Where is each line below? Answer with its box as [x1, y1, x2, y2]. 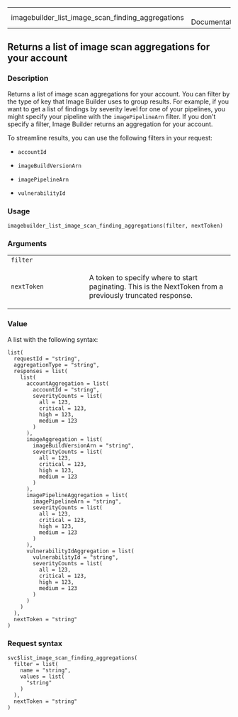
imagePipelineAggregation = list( [25, 491, 129, 499]
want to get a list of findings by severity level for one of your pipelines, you [7, 104, 225, 113]
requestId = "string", [13, 355, 81, 362]
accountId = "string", [33, 386, 100, 393]
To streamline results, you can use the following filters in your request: [7, 133, 212, 142]
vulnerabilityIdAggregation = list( [25, 548, 135, 555]
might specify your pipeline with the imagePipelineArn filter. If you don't [7, 112, 216, 121]
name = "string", [20, 667, 72, 674]
